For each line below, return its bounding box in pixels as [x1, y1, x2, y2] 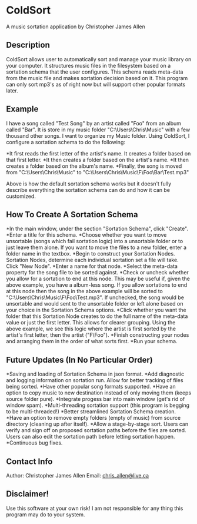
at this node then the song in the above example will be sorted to [6, 288, 163, 295]
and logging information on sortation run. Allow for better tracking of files [6, 377, 183, 384]
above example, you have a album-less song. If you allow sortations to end [6, 281, 188, 288]
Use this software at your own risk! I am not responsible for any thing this [6, 505, 183, 512]
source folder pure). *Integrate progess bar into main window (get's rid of [6, 396, 185, 403]
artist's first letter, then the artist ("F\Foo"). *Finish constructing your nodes [6, 331, 189, 339]
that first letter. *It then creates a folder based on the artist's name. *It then [6, 156, 189, 163]
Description [6, 40, 50, 50]
